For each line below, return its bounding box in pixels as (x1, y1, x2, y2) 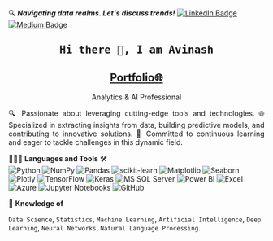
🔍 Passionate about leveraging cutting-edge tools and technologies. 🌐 (8, 108, 265, 118)
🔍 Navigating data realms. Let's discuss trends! (8, 8, 175, 18)
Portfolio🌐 (109, 70, 164, 85)
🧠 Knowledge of (8, 199, 63, 208)
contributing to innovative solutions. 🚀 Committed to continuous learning (8, 129, 265, 138)
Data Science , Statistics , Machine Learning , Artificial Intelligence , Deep (8, 214, 262, 224)
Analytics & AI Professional (91, 92, 182, 102)
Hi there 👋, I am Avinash (59, 43, 214, 57)
